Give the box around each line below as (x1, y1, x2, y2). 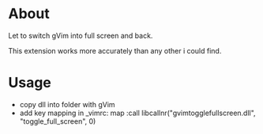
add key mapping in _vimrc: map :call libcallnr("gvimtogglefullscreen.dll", (19, 108, 256, 117)
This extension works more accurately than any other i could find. (8, 46, 222, 55)
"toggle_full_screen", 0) (19, 116, 96, 126)
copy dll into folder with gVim (19, 99, 116, 109)
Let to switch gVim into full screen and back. (8, 31, 153, 40)
